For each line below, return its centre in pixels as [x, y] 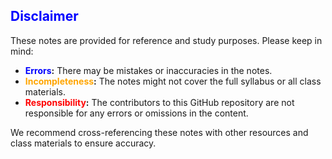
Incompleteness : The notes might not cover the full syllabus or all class [173, 81]
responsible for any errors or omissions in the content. [136, 113]
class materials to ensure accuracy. [83, 143]
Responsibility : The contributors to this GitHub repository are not [159, 102]
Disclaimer [44, 16]
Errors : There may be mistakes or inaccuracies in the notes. [148, 70]
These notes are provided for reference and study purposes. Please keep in [166, 40]
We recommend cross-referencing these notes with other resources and [159, 132]
